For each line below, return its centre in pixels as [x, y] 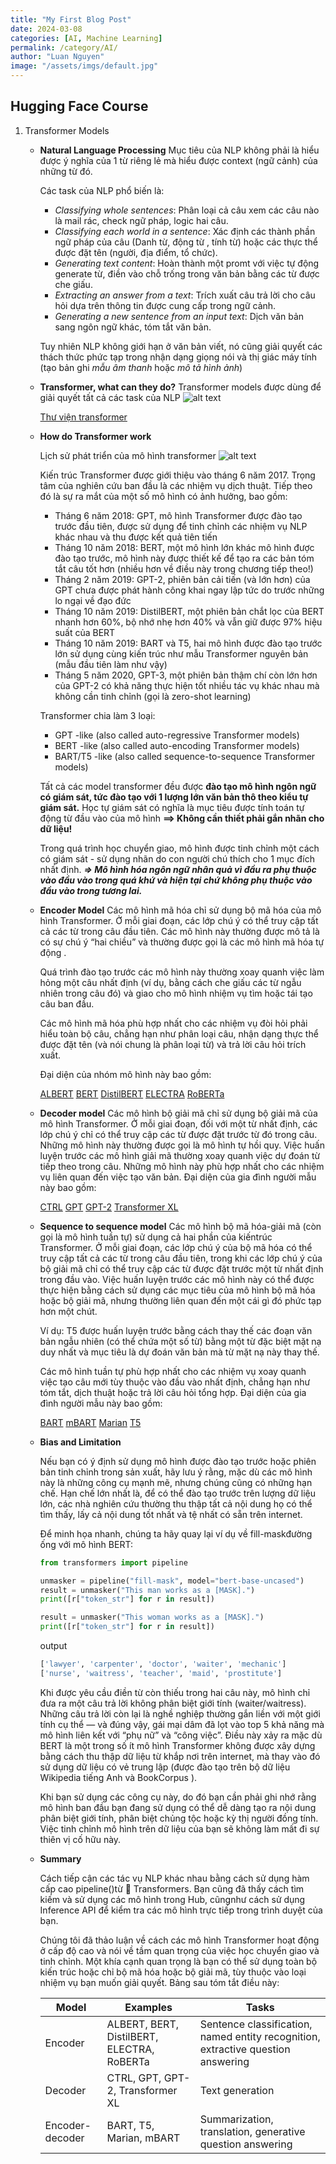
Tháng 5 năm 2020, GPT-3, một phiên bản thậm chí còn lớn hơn [186, 675]
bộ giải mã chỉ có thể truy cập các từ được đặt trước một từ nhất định [181, 1268]
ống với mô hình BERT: [86, 1544]
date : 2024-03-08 [46, 29]
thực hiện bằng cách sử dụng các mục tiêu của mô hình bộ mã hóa [177, 1290]
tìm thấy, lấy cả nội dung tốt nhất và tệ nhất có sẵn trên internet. [171, 1514]
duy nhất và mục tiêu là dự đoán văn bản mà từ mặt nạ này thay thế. [179, 1352]
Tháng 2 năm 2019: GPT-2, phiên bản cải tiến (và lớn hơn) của [182, 579]
